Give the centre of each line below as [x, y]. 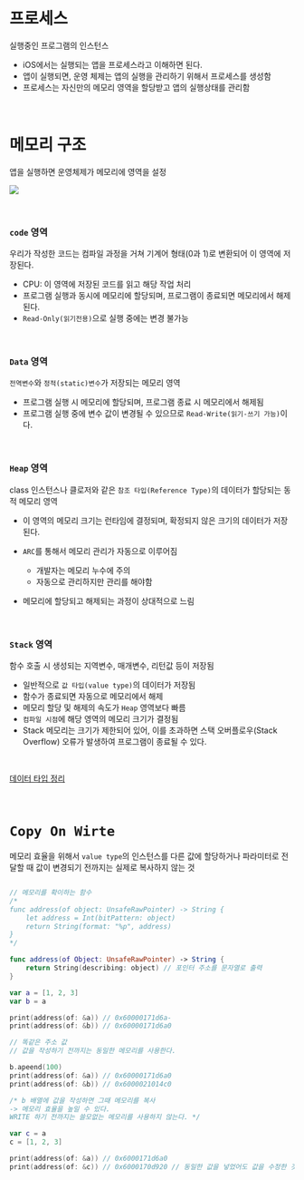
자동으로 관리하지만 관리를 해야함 [94, 581]
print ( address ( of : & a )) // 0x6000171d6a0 [89, 1158]
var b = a [28, 1001]
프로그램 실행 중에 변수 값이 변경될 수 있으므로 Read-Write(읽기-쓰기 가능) [151, 414]
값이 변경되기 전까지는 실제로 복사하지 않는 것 [115, 868]
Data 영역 [28, 362]
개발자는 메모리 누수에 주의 [83, 570]
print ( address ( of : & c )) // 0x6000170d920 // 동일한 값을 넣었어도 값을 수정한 [148, 1166]
